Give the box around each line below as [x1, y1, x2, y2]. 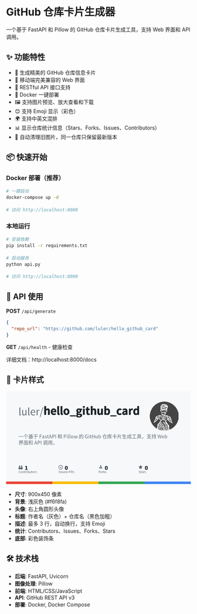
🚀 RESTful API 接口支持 [14, 84, 71, 91]
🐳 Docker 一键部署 [14, 91, 60, 98]
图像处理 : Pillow [14, 580, 53, 588]
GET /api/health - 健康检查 [6, 343, 73, 350]
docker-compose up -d [6, 195, 59, 201]
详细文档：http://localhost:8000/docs [6, 356, 97, 363]
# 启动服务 [6, 255, 29, 261]
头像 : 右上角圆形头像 [14, 505, 64, 512]
